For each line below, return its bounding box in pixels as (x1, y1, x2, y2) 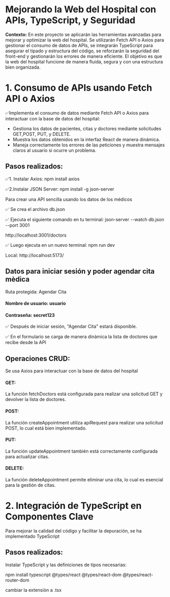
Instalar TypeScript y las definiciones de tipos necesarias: (5, 562, 127, 568)
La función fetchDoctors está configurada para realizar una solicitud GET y (5, 391, 163, 397)
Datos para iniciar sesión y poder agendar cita (5, 267, 155, 276)
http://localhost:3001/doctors (5, 232, 67, 238)
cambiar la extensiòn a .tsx (5, 587, 62, 593)
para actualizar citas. (5, 453, 50, 459)
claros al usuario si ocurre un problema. (12, 147, 96, 153)
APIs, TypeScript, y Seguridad (5, 14, 136, 26)
